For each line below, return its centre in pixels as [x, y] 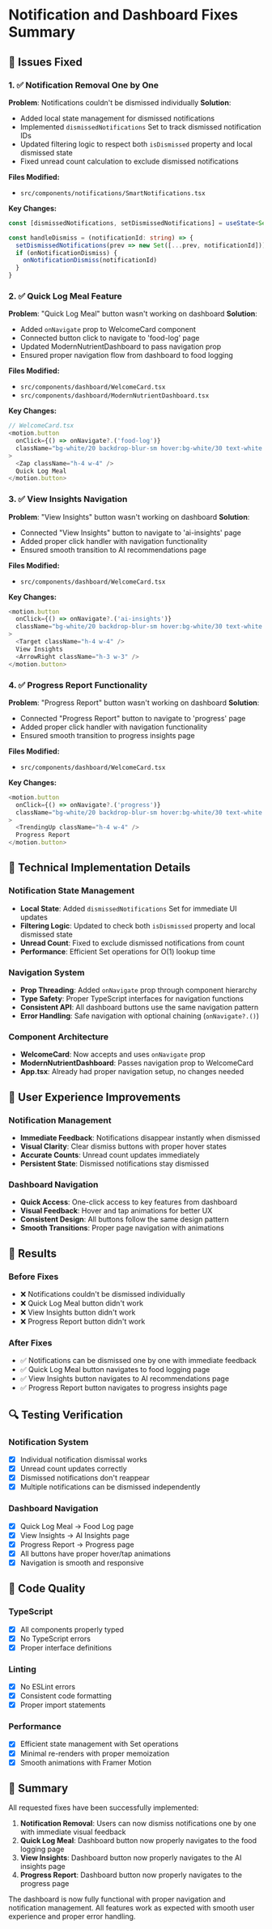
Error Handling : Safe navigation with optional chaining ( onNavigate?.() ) [140, 1016]
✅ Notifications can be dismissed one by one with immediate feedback [138, 1361]
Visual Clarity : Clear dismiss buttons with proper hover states [123, 1146]
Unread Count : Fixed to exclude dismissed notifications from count [132, 943]
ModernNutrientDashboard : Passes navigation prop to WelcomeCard [136, 1063]
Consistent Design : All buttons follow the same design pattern [124, 1219]
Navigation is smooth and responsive [82, 1562]
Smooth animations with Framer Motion [86, 1762]
